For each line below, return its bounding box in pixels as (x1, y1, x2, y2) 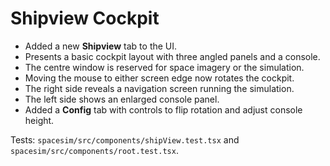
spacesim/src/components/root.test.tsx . (10, 144, 179, 156)
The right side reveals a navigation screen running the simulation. (24, 82, 295, 94)
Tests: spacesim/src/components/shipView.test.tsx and (10, 133, 240, 146)
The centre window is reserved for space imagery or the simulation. (24, 61, 305, 73)
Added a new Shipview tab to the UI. (24, 40, 178, 52)
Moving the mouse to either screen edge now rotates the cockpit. (24, 72, 295, 84)
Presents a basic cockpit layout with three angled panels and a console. (24, 50, 321, 62)
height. (24, 114, 55, 126)
